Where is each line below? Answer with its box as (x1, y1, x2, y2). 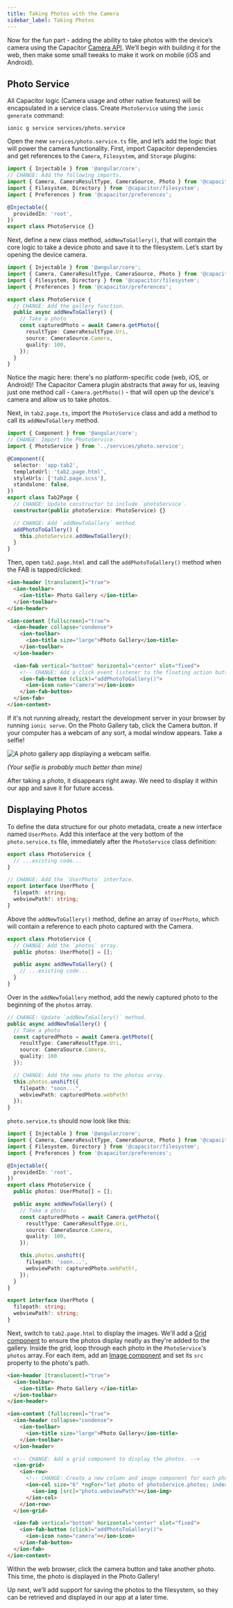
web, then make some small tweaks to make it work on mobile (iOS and (7, 50, 211, 59)
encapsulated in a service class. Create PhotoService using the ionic (7, 104, 205, 112)
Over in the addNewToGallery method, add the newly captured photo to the (7, 993, 218, 1001)
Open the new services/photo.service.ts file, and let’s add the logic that (7, 137, 216, 145)
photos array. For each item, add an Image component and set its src (7, 1351, 204, 1359)
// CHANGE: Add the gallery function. (13, 302, 126, 310)
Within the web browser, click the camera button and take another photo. (7, 1564, 216, 1573)
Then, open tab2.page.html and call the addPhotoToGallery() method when (7, 558, 222, 567)
